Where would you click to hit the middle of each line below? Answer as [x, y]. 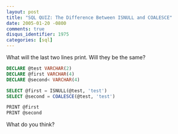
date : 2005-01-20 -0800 [36, 23]
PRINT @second [24, 113]
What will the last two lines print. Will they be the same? [76, 57]
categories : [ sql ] [29, 40]
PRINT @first [23, 107]
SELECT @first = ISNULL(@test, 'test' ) [57, 91]
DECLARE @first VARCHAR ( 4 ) [40, 74]
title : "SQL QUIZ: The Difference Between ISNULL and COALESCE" [89, 18]
